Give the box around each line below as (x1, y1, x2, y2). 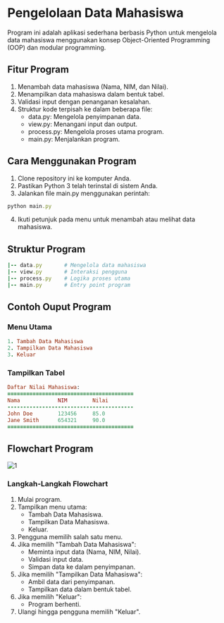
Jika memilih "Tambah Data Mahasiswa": (17, 540, 137, 548)
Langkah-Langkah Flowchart (7, 479, 108, 489)
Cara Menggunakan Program (7, 155, 137, 167)
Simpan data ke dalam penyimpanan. (27, 562, 136, 571)
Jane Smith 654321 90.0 (7, 417, 106, 424)
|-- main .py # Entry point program (7, 281, 131, 288)
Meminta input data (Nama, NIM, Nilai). (27, 548, 141, 556)
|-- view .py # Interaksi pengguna (7, 269, 128, 276)
